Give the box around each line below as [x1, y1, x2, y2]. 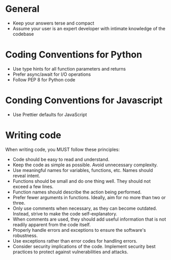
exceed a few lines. [12, 183, 54, 189]
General [5, 3, 40, 15]
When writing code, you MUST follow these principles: [5, 146, 120, 153]
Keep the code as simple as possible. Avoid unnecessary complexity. [12, 162, 158, 168]
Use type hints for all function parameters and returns [12, 66, 126, 72]
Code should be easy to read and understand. [12, 156, 110, 162]
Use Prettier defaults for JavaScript [12, 111, 87, 118]
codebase [12, 31, 34, 37]
